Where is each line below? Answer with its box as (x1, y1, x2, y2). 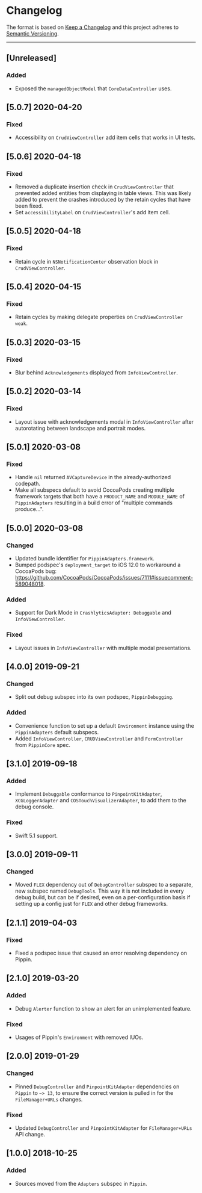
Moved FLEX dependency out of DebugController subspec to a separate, (14, 881, 194, 888)
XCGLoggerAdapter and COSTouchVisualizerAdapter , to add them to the (14, 797, 186, 804)
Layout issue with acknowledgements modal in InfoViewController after (14, 418, 194, 425)
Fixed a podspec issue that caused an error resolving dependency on (14, 949, 188, 957)
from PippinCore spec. (14, 741, 71, 748)
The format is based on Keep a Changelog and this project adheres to (6, 23, 179, 31)
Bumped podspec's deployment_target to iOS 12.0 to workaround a (14, 561, 181, 569)
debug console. (14, 803, 54, 810)
